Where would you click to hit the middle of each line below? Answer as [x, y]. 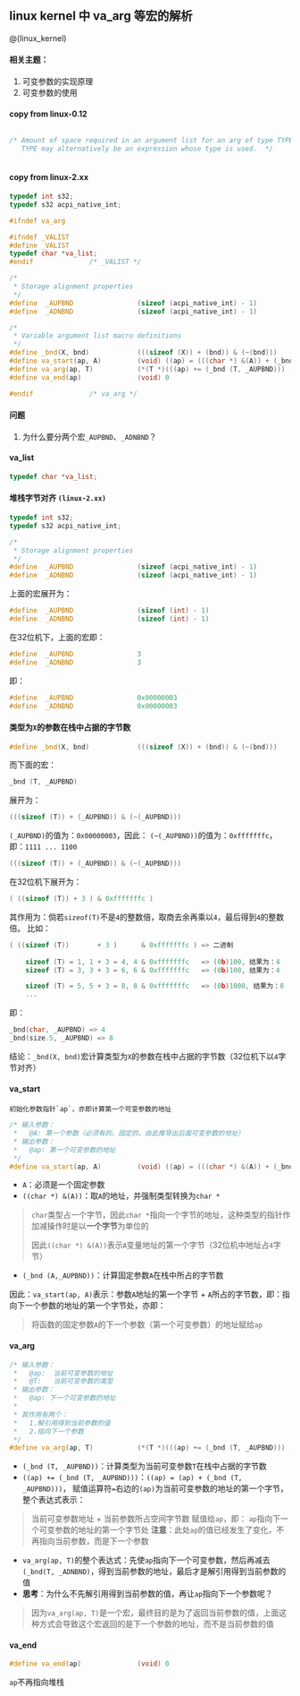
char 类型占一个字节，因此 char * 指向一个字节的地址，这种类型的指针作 [161, 1215]
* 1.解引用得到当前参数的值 [62, 1423]
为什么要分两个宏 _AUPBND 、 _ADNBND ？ [90, 436]
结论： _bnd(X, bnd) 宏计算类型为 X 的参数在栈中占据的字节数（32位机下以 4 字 [148, 1056]
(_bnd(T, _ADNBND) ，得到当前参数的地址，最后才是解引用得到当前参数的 [154, 1572]
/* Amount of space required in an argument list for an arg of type [142, 141]
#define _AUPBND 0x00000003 [93, 698]
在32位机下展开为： [46, 882]
